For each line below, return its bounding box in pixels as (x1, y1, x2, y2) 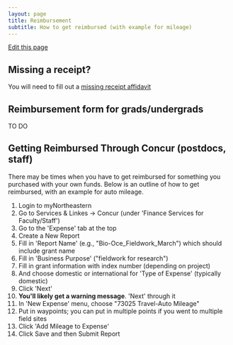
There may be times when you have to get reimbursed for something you (8, 172, 221, 181)
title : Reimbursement (8, 17, 72, 24)
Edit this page (8, 43, 48, 52)
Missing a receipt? (8, 63, 91, 75)
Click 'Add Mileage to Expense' (18, 322, 109, 330)
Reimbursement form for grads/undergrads (8, 103, 204, 115)
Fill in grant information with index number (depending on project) (18, 261, 211, 270)
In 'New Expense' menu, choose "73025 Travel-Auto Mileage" (18, 299, 200, 307)
